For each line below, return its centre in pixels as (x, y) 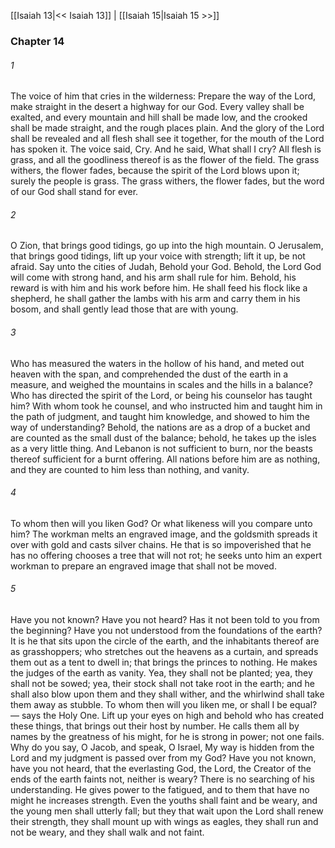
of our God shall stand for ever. (74, 192)
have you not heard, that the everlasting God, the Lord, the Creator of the (161, 768)
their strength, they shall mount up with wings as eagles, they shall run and (164, 821)
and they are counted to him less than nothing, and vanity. (130, 469)
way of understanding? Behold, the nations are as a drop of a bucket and (160, 427)
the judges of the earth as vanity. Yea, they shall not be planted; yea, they (161, 672)
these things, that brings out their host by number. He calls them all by (155, 726)
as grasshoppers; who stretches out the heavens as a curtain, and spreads (164, 651)
